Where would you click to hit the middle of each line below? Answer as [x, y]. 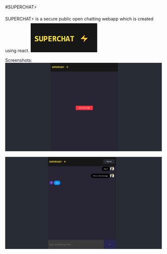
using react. [17, 51]
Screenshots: [19, 60]
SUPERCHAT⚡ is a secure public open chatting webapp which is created [79, 19]
